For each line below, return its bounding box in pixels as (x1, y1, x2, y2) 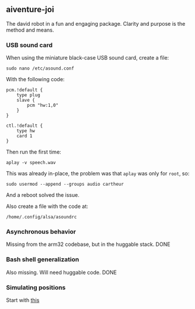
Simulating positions (6, 283, 66, 291)
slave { (16, 98, 35, 103)
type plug (16, 92, 41, 98)
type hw (16, 128, 35, 134)
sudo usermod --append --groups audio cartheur (6, 181, 124, 188)
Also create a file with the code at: (6, 203, 89, 210)
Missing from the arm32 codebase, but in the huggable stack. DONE (6, 241, 170, 248)
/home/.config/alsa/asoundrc (6, 214, 77, 220)
